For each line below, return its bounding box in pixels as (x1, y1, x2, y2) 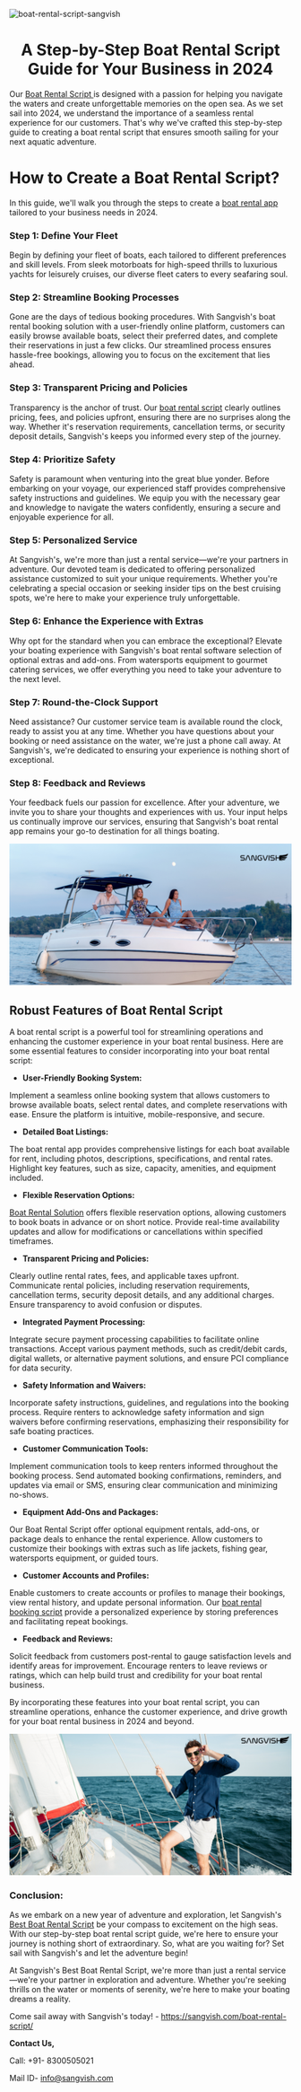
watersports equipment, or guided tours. (9, 1553, 159, 1563)
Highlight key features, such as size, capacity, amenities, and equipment (9, 1163, 277, 1174)
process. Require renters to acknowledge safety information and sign (9, 1407, 265, 1418)
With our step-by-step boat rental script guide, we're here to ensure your (9, 1929, 279, 1939)
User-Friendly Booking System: (21, 1072, 142, 1083)
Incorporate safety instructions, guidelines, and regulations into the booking (9, 1397, 289, 1408)
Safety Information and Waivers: (21, 1380, 146, 1391)
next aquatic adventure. (9, 136, 97, 147)
